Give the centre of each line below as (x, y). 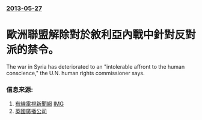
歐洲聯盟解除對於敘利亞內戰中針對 (91, 35)
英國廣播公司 (31, 111)
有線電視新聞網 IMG (39, 104)
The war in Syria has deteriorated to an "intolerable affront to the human (96, 66)
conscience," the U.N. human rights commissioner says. (76, 73)
